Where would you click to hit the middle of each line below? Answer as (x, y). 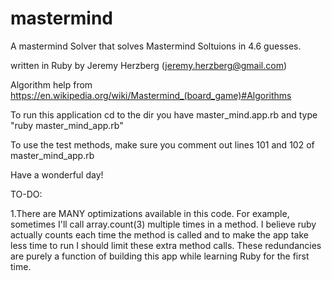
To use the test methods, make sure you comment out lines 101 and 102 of (162, 144)
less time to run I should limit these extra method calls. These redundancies (166, 245)
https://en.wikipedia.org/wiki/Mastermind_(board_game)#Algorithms (151, 95)
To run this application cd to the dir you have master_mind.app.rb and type (164, 114)
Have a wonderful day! (57, 174)
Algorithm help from (51, 84)
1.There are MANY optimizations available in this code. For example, (150, 213)
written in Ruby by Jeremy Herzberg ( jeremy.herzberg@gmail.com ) (149, 65)
